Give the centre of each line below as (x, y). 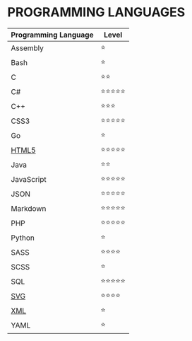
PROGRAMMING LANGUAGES (96, 12)
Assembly (28, 48)
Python (23, 238)
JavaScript (29, 180)
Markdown (29, 209)
